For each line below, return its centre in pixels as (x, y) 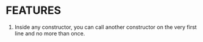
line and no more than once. (50, 33)
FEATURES (34, 10)
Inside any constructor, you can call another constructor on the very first (105, 27)
